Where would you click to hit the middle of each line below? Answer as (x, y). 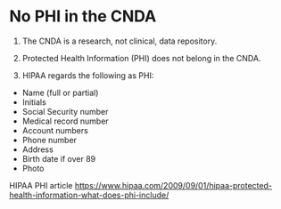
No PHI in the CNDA (83, 16)
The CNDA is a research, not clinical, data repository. (120, 41)
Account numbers (55, 130)
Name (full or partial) (60, 92)
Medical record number (65, 121)
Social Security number (65, 111)
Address (37, 149)
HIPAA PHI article (41, 185)
